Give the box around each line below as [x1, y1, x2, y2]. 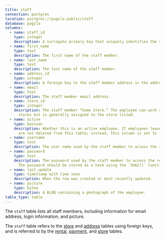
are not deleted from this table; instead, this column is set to [18, 131, 157, 136]
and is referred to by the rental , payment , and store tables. [5, 228, 123, 234]
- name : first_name [9, 44, 50, 49]
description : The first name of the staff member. [14, 53, 120, 58]
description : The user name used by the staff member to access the [14, 145, 157, 149]
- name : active [9, 117, 41, 122]
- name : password [9, 149, 45, 154]
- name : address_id [9, 71, 50, 76]
